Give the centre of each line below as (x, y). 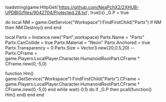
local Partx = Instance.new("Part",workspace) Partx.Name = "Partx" (75, 37)
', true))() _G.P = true (108, 12)
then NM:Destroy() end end (33, 27)
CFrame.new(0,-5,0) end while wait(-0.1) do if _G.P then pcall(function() (79, 89)
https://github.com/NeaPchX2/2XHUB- (99, 7)
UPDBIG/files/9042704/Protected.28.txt (46, 12)
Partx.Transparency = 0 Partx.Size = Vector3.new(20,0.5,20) (67, 48)
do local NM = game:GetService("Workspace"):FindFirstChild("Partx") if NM (83, 22)
